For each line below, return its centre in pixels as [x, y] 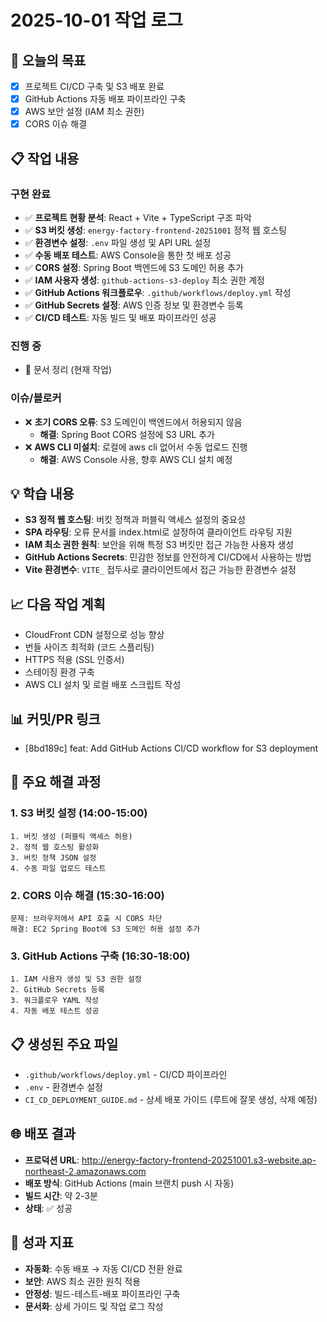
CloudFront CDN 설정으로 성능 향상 [94, 635]
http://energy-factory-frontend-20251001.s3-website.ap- [199, 1160]
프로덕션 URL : [52, 1160]
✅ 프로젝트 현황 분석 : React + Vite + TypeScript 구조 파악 [138, 217]
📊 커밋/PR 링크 [55, 719]
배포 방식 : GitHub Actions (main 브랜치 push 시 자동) [129, 1183]
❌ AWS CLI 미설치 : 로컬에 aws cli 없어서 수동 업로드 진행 [136, 447]
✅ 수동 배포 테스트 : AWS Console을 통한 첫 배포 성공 [128, 255]
